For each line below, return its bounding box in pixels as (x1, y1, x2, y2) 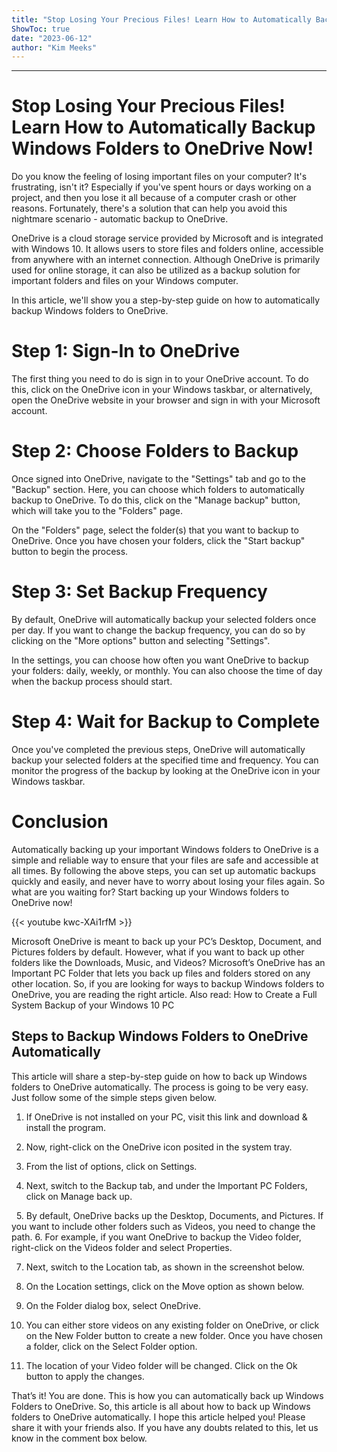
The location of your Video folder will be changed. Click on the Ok (25, 1359, 298, 1371)
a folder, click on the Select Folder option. (25, 1340, 198, 1352)
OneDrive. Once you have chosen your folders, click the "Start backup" (11, 535, 306, 547)
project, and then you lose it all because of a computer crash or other (11, 192, 298, 204)
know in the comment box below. (11, 1432, 148, 1444)
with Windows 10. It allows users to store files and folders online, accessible (11, 243, 324, 255)
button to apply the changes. (25, 1370, 145, 1382)
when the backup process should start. (11, 676, 173, 687)
